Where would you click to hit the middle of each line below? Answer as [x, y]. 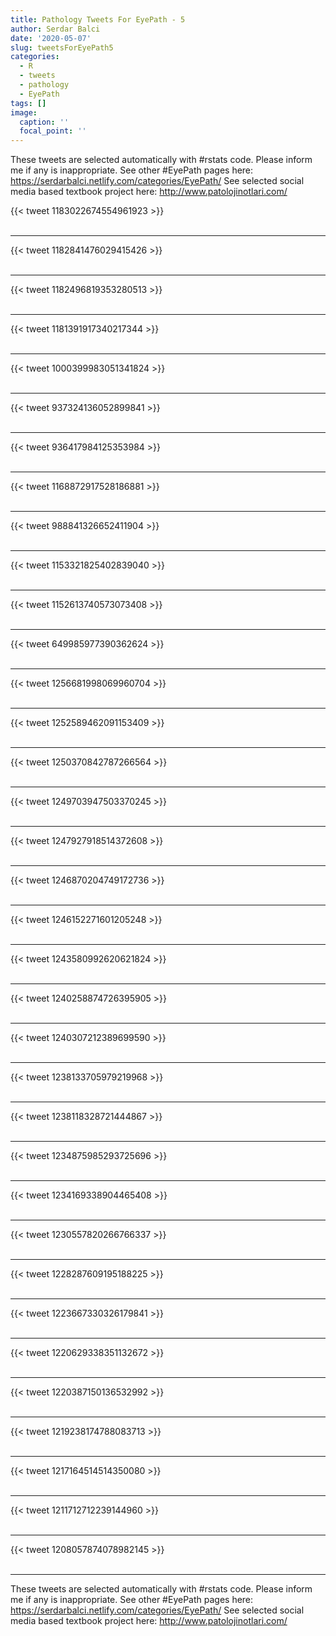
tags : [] [28, 103]
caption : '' [44, 122]
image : [24, 112]
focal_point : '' [53, 131]
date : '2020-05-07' [51, 38]
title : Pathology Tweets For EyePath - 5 [98, 19]
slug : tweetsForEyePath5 [62, 47]
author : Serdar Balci [55, 29]
